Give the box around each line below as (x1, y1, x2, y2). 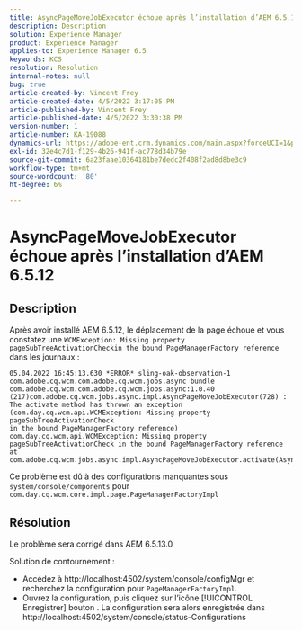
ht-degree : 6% (9, 181, 63, 190)
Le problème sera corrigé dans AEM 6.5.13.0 (9, 538, 173, 549)
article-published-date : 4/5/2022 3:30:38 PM (9, 113, 182, 122)
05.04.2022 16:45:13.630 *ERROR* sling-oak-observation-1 (9, 369, 231, 378)
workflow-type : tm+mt (9, 164, 91, 173)
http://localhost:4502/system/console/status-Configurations (22, 611, 247, 622)
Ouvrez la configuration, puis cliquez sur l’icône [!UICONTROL (22, 592, 253, 603)
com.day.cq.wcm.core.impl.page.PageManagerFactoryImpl (9, 491, 219, 500)
